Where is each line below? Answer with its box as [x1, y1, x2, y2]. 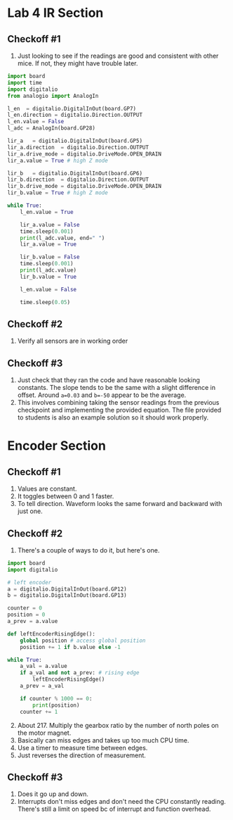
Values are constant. [17, 484, 77, 493]
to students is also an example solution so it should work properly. [17, 413, 209, 422]
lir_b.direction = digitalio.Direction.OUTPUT [7, 176, 149, 184]
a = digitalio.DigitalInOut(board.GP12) [7, 586, 128, 593]
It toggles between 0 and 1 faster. [17, 492, 114, 500]
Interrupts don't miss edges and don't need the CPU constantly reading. [17, 797, 226, 806]
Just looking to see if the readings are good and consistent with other [17, 51, 219, 60]
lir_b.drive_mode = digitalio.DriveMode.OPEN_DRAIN [7, 183, 161, 190]
